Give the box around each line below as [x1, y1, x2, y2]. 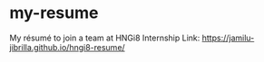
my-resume [9, 3, 99, 23]
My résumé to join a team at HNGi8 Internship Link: [9, 32, 200, 43]
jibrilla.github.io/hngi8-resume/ [9, 41, 125, 52]
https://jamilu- [201, 32, 255, 43]
